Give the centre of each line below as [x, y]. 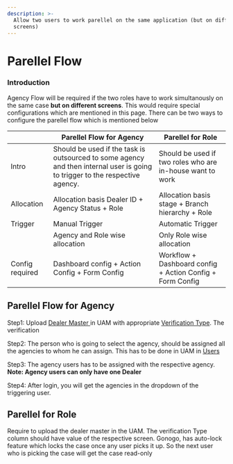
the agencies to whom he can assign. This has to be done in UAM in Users [113, 351]
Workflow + [178, 255]
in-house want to [187, 170]
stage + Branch [184, 204]
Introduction [28, 83]
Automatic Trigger [188, 223]
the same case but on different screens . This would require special [104, 105]
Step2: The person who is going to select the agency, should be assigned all [116, 343]
